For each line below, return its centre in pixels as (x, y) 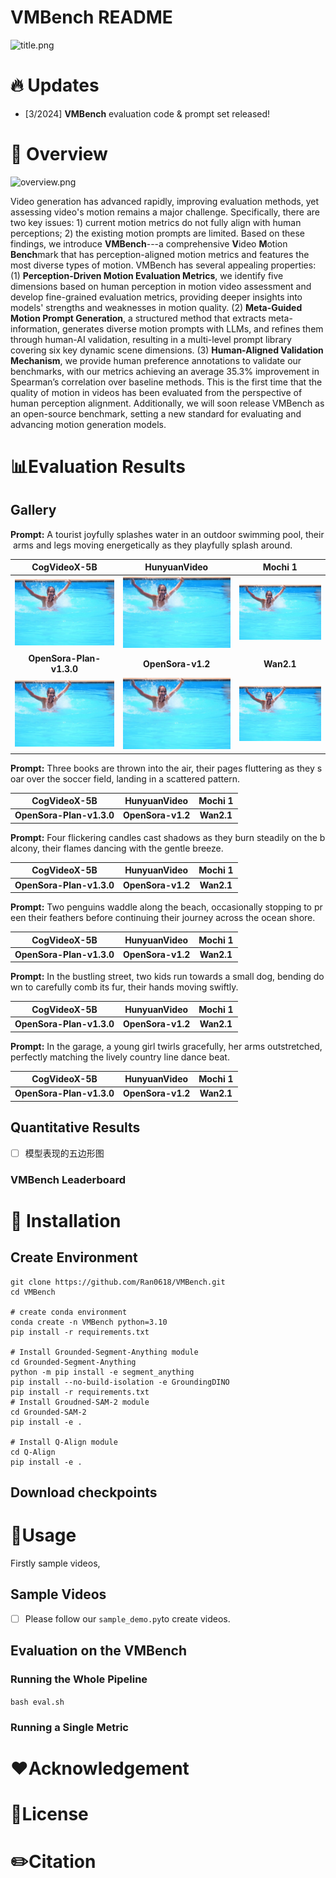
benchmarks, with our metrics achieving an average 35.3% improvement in (165, 371)
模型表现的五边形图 (64, 1153)
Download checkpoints (84, 1492)
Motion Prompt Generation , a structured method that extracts (138, 318)
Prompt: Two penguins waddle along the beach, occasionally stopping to (161, 907)
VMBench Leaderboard (68, 1179)
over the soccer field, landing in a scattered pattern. (133, 778)
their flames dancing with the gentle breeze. (132, 848)
